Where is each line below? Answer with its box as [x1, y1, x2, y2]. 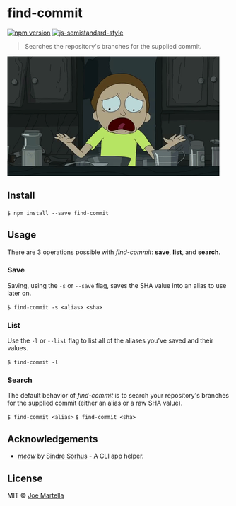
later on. [7, 289, 32, 297]
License [7, 472, 43, 484]
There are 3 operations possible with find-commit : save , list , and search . [7, 248, 221, 256]
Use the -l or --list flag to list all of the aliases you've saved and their [7, 336, 214, 345]
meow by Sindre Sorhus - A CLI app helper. [17, 452, 144, 461]
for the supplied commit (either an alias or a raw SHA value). [7, 398, 183, 408]
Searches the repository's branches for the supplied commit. [24, 42, 202, 50]
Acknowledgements [7, 433, 98, 445]
